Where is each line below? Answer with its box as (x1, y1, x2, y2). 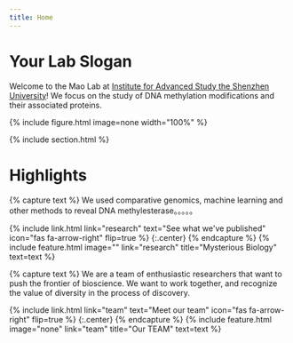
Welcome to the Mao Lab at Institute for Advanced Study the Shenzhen (9, 81, 270, 92)
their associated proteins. (9, 100, 102, 110)
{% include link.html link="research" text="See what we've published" (9, 223, 266, 234)
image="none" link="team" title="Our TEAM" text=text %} (9, 323, 222, 334)
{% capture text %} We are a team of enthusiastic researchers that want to (9, 268, 282, 279)
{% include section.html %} (9, 134, 110, 145)
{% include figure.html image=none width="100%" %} (9, 116, 208, 127)
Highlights (9, 165, 87, 185)
